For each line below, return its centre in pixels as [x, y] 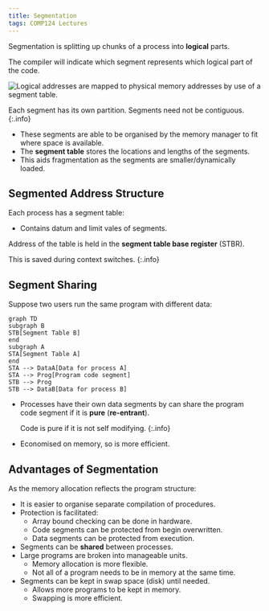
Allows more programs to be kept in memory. [106, 589]
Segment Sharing [53, 285]
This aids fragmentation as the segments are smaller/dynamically [128, 160]
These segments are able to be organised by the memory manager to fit [139, 134]
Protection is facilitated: [59, 512]
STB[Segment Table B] [45, 333]
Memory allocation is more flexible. [90, 564]
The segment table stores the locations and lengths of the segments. [135, 151]
